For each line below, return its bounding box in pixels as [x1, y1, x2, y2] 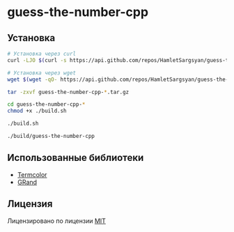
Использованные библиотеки [7, 152, 144, 164]
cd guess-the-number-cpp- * [7, 101, 86, 108]
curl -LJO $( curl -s [7, 56, 68, 63]
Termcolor [17, 170, 47, 178]
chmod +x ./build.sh [7, 107, 68, 115]
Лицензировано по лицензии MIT [7, 217, 107, 225]
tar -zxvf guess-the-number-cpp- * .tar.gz [7, 88, 130, 95]
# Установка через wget [7, 69, 77, 77]
